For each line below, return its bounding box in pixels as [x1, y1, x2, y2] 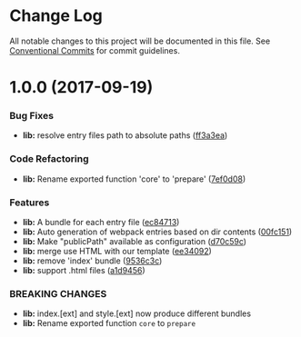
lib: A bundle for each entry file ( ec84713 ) [22, 217, 180, 228]
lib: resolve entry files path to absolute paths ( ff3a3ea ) [22, 130, 228, 141]
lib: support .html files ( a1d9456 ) [22, 265, 145, 276]
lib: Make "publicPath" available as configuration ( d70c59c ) [22, 236, 247, 247]
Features [9, 196, 50, 209]
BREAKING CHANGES [9, 287, 107, 300]
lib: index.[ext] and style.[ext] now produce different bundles [22, 308, 252, 319]
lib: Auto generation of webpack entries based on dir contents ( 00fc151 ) [22, 226, 293, 237]
